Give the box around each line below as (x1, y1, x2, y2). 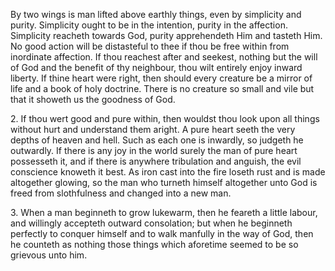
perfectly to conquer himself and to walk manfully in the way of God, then (10, 228, 314, 239)
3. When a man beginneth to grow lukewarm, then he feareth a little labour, (10, 207, 318, 218)
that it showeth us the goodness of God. (10, 94, 176, 105)
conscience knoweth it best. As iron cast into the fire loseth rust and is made (10, 166, 326, 178)
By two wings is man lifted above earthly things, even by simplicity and (10, 9, 302, 20)
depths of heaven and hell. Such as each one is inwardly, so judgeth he (10, 134, 304, 146)
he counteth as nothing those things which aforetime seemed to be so (10, 239, 299, 250)
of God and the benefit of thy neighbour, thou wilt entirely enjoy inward (10, 62, 303, 73)
